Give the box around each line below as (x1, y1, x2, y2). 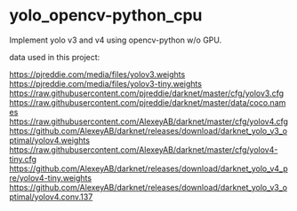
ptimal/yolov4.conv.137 (9, 191, 93, 202)
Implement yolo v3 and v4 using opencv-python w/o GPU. (9, 35, 222, 45)
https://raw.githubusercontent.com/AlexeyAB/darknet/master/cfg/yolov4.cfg (9, 116, 289, 127)
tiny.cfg (9, 153, 37, 164)
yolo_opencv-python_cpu (9, 5, 203, 26)
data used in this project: (9, 51, 100, 62)
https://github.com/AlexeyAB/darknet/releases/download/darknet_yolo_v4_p (9, 163, 289, 174)
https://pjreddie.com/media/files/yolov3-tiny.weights (9, 78, 203, 89)
